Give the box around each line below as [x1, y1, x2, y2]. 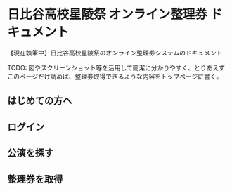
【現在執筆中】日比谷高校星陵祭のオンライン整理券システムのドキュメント [7, 48, 223, 57]
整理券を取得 [7, 173, 63, 185]
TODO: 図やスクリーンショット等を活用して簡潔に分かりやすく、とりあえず [7, 63, 225, 72]
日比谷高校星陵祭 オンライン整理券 [7, 6, 207, 22]
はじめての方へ [7, 95, 72, 107]
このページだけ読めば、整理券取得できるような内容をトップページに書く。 [7, 72, 223, 81]
